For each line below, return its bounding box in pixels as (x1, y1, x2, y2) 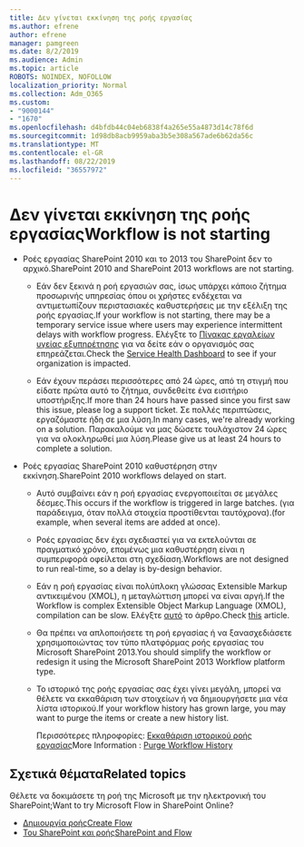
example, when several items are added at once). (35, 517, 221, 527)
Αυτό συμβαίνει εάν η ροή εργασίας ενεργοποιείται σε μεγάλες (35, 488, 279, 499)
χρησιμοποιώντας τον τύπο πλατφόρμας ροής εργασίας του (35, 637, 265, 648)
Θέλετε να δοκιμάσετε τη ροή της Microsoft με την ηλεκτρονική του (9, 791, 266, 802)
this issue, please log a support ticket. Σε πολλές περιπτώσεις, (35, 405, 272, 416)
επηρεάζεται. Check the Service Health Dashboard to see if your (35, 349, 277, 359)
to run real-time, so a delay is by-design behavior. (35, 564, 222, 575)
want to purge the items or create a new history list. (35, 713, 230, 724)
